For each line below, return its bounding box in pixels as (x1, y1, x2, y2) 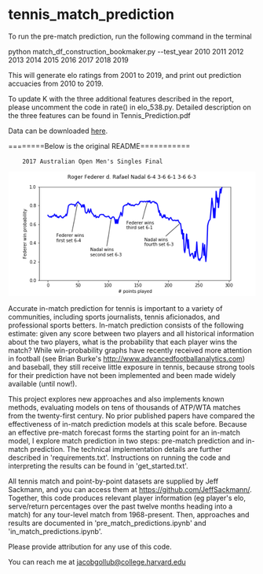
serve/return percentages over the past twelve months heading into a (8, 502, 233, 511)
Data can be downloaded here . (8, 126, 108, 135)
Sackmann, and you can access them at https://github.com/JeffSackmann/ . (8, 484, 253, 494)
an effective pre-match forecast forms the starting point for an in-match (8, 428, 241, 437)
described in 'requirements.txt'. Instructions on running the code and (8, 453, 231, 462)
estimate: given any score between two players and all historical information (8, 328, 254, 338)
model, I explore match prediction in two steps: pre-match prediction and (8, 435, 245, 446)
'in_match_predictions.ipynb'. (8, 526, 103, 536)
